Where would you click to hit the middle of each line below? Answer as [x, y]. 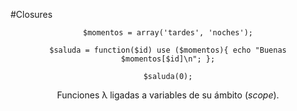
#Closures [31, 14]
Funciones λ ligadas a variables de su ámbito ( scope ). [168, 95]
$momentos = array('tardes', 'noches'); [168, 33]
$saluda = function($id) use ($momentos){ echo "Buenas [168, 50]
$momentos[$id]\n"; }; [168, 59]
